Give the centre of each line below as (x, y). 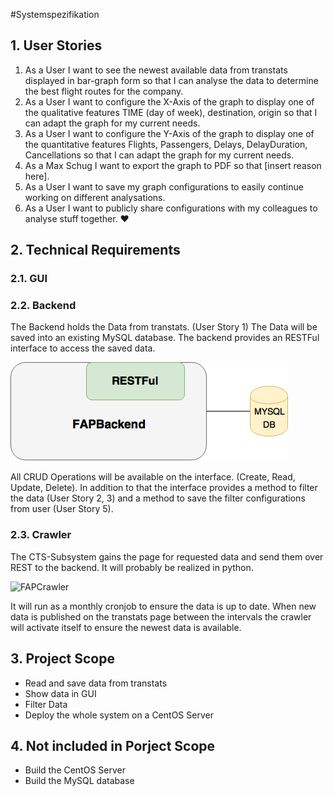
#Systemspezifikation (55, 14)
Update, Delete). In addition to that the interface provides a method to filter (164, 488)
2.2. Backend (43, 306)
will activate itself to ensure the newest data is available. (126, 627)
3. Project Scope (62, 659)
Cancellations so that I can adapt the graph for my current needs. (159, 155)
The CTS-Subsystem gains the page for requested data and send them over (167, 556)
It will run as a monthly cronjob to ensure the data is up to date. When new (163, 606)
